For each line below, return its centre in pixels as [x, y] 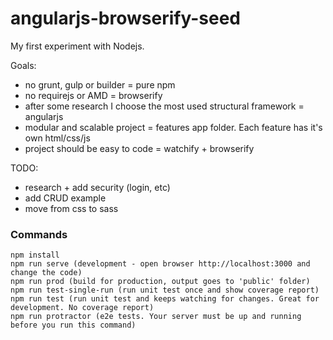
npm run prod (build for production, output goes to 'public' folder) [160, 282]
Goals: [23, 65]
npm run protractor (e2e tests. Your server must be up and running [156, 317]
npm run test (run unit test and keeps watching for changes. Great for [165, 299]
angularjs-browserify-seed [125, 18]
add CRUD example [65, 198]
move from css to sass [71, 208]
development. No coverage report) [82, 308]
